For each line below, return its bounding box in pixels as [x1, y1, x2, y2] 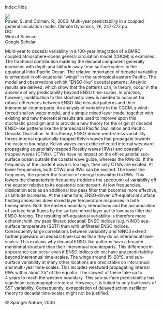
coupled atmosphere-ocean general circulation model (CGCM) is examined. [5, 53, 156, 59]
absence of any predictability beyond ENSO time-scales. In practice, [5, 90, 142, 95]
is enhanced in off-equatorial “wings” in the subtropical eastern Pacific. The [5, 74, 156, 79]
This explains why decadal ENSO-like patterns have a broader [20, 239, 144, 244]
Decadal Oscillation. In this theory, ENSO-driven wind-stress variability [5, 131, 146, 136]
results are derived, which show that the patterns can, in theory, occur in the [5, 84, 158, 90]
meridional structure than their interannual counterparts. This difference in [5, 244, 153, 249]
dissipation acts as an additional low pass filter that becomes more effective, [5, 187, 158, 193]
